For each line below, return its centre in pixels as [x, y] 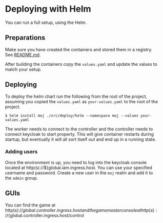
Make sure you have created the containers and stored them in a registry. [79, 49]
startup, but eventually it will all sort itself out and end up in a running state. [81, 139]
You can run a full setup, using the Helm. [46, 22]
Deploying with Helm [48, 9]
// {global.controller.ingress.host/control [45, 215]
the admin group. [21, 178]
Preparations [25, 38]
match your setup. [23, 69]
